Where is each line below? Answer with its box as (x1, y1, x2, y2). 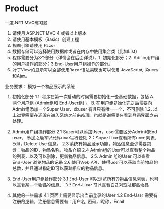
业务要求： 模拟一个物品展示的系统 (5, 83, 75, 89)
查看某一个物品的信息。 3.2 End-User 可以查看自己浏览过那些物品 (16, 182, 149, 187)
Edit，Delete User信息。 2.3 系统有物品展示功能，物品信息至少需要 (12, 140, 147, 147)
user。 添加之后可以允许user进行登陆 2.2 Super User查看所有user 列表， (12, 135, 159, 140)
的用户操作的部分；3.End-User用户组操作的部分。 (12, 61, 113, 67)
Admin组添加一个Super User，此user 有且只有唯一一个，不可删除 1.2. (12, 106, 152, 112)
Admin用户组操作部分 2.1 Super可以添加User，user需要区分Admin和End (12, 128, 157, 135)
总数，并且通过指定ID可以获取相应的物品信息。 (12, 165, 107, 171)
